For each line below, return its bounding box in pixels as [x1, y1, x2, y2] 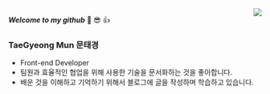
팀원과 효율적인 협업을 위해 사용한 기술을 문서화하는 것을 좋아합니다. [19, 68, 233, 77]
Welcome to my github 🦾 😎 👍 [8, 15, 110, 25]
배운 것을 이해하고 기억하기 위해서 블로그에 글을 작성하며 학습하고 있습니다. [19, 77, 255, 87]
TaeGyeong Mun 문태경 [8, 39, 99, 50]
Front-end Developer [19, 58, 90, 68]
